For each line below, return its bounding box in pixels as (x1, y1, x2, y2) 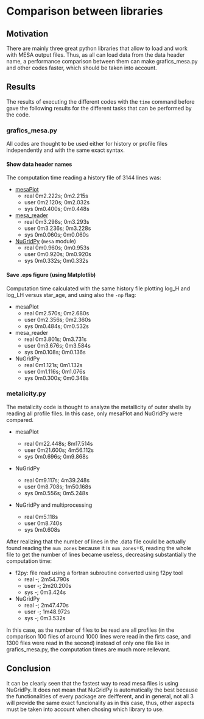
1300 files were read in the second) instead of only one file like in (6, 639, 170, 646)
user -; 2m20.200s (24, 582, 72, 589)
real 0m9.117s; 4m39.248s (24, 476, 90, 484)
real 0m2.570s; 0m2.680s (24, 309, 90, 317)
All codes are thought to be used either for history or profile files (6, 140, 168, 148)
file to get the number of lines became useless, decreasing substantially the (6, 551, 197, 558)
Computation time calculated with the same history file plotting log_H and (6, 285, 191, 292)
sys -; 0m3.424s (24, 588, 66, 596)
